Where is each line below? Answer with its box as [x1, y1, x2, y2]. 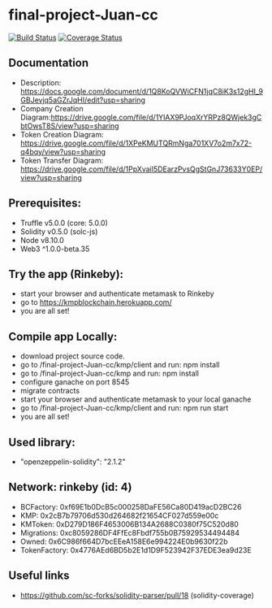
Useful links [8, 569, 71, 583]
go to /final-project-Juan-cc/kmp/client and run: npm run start [19, 403, 229, 413]
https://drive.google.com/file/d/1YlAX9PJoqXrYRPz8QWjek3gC [50, 112, 262, 122]
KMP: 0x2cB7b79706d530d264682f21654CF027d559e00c [19, 510, 219, 520]
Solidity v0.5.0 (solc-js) [19, 226, 98, 237]
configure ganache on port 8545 [19, 377, 130, 387]
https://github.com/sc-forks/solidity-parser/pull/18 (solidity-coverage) [19, 590, 254, 600]
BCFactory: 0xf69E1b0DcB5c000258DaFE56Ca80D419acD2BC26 [19, 502, 242, 511]
